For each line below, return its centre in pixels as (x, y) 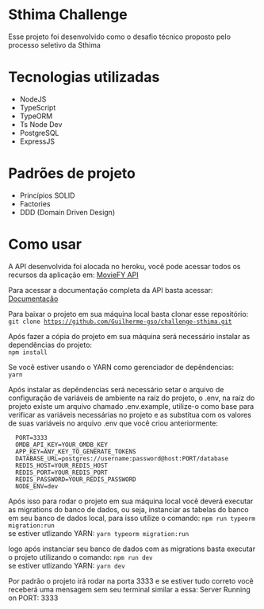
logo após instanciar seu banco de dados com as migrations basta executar (132, 549)
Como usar (45, 245)
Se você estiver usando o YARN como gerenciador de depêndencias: (121, 367)
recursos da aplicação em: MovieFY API (73, 275)
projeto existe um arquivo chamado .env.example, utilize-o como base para (131, 406)
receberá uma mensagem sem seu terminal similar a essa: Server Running (130, 589)
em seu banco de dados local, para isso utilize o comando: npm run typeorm (132, 518)
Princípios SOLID (47, 195)
